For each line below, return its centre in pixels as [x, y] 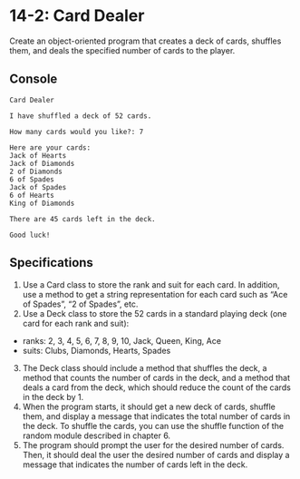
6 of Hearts [32, 195]
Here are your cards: [50, 147]
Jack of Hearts [38, 155]
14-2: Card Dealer [77, 16]
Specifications [51, 263]
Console [34, 79]
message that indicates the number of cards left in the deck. [135, 464]
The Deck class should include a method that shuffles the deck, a [145, 367]
